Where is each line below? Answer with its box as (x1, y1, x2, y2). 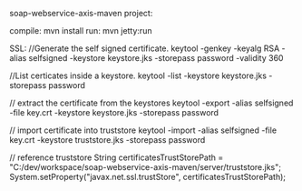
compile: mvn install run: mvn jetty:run (9, 25, 152, 35)
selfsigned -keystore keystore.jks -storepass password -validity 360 (28, 53, 284, 63)
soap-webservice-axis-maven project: (9, 8, 153, 18)
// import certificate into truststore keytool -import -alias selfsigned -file (9, 125, 278, 136)
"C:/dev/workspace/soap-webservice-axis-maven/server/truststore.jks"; (9, 162, 281, 172)
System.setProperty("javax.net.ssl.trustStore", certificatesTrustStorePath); (9, 172, 287, 182)
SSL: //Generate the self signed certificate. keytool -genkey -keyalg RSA (9, 43, 280, 54)
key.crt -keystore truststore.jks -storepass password (9, 135, 206, 145)
